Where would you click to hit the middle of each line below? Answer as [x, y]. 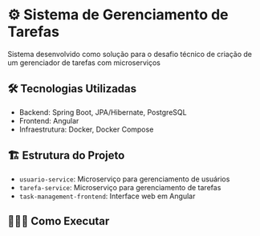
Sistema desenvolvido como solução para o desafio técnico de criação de [130, 54]
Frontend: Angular [49, 120]
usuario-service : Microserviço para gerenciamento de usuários [124, 179]
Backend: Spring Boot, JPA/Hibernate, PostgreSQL [103, 112]
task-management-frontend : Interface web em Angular [107, 196]
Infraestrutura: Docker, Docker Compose [86, 129]
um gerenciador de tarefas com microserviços [84, 63]
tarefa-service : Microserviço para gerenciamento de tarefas [120, 187]
